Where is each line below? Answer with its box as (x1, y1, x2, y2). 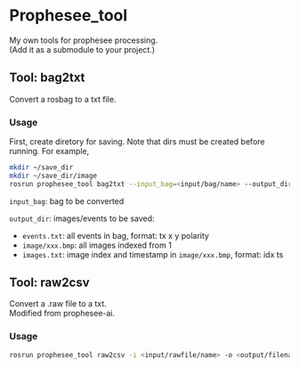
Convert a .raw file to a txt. (9, 298, 107, 309)
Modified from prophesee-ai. (9, 308, 116, 319)
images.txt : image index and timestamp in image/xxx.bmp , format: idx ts (21, 249, 284, 259)
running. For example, (9, 146, 90, 157)
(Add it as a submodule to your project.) (9, 44, 156, 54)
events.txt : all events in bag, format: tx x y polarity (21, 230, 209, 241)
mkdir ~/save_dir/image (9, 171, 98, 180)
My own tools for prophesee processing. (9, 35, 158, 45)
